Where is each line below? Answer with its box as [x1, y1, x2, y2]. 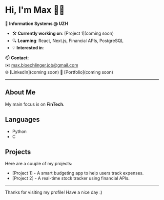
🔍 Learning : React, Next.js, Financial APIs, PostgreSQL [12, 38, 123, 44]
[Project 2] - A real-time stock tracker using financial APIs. [12, 176, 130, 181]
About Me [5, 88, 36, 97]
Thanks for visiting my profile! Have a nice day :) [5, 189, 102, 195]
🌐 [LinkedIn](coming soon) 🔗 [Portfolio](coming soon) [5, 69, 114, 75]
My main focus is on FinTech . [5, 101, 64, 107]
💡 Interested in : [12, 44, 44, 50]
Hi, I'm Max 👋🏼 [5, 4, 65, 16]
